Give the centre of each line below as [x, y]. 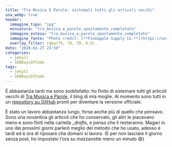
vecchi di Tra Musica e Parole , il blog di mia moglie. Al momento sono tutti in [86, 96]
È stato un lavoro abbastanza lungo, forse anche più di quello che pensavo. [84, 112]
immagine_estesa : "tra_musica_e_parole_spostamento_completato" [80, 34]
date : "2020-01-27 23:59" [33, 48]
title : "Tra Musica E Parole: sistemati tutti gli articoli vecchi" [80, 10]
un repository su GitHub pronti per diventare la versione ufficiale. [74, 102]
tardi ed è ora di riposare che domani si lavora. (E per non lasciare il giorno [84, 133]
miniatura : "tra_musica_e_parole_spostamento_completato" [73, 29]
